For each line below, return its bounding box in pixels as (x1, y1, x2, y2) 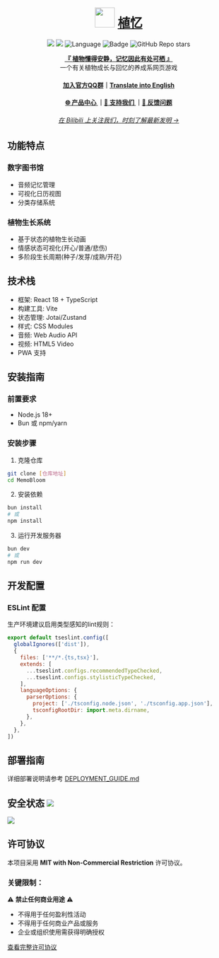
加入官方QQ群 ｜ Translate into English (62, 81, 175, 89)
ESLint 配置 (7, 603, 47, 613)
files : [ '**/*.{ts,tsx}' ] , (20, 654, 100, 662)
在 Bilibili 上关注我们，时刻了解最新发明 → (58, 115, 179, 124)
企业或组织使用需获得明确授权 (17, 928, 105, 937)
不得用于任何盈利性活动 (17, 910, 86, 919)
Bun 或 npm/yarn (17, 419, 67, 427)
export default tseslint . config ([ (7, 634, 109, 642)
